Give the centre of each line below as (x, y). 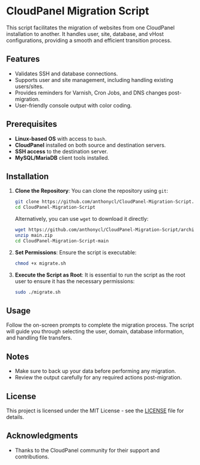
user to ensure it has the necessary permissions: (75, 281)
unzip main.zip (34, 235)
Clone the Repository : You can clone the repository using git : (91, 191)
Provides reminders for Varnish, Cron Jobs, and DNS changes (91, 92)
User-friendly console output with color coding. (73, 105)
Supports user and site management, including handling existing (94, 80)
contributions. (32, 457)
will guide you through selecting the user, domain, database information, (95, 332)
